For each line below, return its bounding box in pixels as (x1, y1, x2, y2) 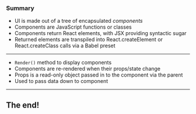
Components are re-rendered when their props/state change (14, 65, 161, 72)
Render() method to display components (14, 59, 112, 66)
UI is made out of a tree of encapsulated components (14, 18, 143, 25)
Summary (6, 4, 35, 12)
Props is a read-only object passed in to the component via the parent (14, 71, 183, 78)
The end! (6, 100, 40, 110)
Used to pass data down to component (14, 78, 108, 85)
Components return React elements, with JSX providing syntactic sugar (14, 30, 187, 37)
